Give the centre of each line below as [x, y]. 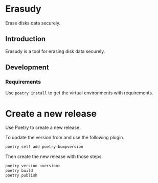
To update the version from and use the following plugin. [65, 138]
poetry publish [21, 175]
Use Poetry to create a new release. [43, 127]
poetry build [19, 171]
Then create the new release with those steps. [54, 156]
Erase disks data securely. [33, 23]
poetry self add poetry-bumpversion [44, 147]
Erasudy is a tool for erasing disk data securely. [55, 51]
